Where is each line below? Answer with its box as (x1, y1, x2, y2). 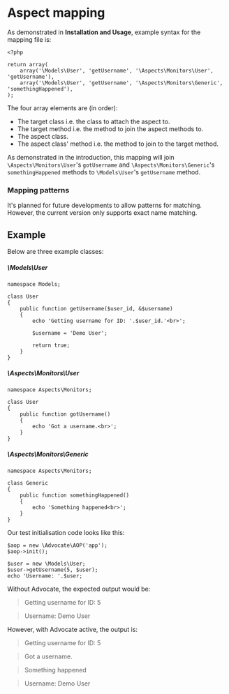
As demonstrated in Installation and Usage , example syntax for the (7, 28, 201, 36)
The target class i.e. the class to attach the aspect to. (17, 117, 170, 126)
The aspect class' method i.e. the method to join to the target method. (17, 139, 219, 148)
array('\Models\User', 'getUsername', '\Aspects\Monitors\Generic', (20, 79, 223, 86)
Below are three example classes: (7, 248, 104, 256)
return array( (7, 61, 49, 68)
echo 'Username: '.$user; (7, 572, 82, 580)
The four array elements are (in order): (7, 103, 118, 112)
